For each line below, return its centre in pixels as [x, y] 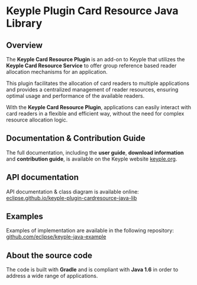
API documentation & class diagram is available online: [72, 191]
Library [24, 23]
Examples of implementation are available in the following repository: [90, 231]
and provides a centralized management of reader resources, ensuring [92, 89]
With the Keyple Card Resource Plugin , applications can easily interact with [98, 107]
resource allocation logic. [37, 120]
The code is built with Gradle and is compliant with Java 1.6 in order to [92, 270]
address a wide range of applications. [52, 276]
